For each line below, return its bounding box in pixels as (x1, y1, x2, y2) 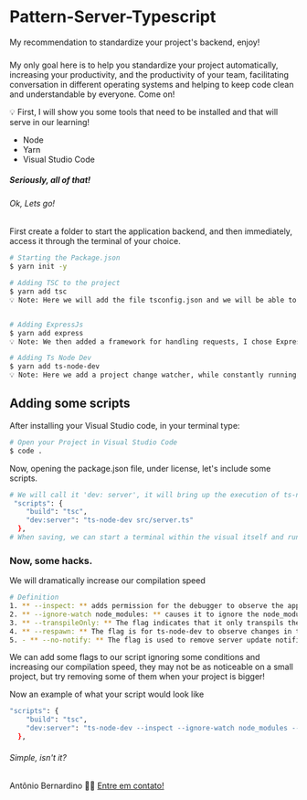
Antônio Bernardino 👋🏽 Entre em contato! (9, 780, 164, 792)
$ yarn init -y (9, 262, 68, 272)
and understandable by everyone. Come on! (9, 89, 175, 100)
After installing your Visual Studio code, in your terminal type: (9, 420, 240, 431)
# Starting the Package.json (9, 253, 121, 262)
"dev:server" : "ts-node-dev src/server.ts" (26, 516, 195, 525)
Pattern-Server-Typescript (9, 6, 217, 27)
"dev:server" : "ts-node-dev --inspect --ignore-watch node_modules (26, 724, 288, 733)
